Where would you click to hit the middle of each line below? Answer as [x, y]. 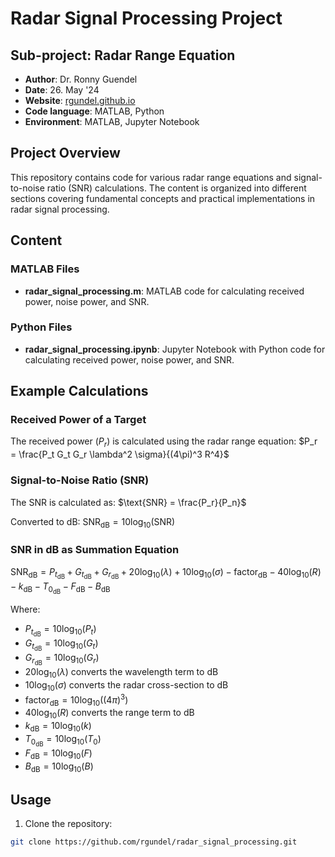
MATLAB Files [45, 269]
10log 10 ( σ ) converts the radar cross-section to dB [126, 686]
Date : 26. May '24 [62, 90]
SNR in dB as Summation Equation [95, 550]
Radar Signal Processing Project [146, 18]
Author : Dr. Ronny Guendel [81, 79]
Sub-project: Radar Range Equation [123, 55]
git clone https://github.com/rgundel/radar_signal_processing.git [154, 842]
